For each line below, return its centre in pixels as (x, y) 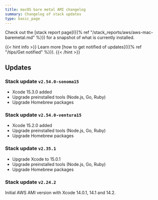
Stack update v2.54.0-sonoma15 (42, 81)
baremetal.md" (20, 37)
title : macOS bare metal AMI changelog (45, 9)
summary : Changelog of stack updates (43, 14)
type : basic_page (23, 18)
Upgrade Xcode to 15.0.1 (36, 159)
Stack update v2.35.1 (31, 148)
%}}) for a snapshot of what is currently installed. (85, 37)
